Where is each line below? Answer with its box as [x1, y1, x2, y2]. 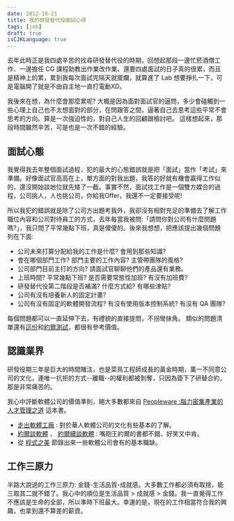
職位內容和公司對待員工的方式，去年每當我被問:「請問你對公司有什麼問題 [7, 215, 217, 223]
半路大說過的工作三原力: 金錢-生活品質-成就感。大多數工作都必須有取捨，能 [7, 480, 224, 488]
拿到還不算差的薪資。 [25, 506, 87, 515]
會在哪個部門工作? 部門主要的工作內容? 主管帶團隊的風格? [17, 256, 183, 264]
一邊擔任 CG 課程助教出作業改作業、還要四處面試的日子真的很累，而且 [19, 65, 221, 73]
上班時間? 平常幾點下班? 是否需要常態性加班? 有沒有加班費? [17, 273, 188, 281]
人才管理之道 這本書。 [7, 405, 70, 414]
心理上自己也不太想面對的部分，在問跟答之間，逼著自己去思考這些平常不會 [13, 106, 227, 114]
